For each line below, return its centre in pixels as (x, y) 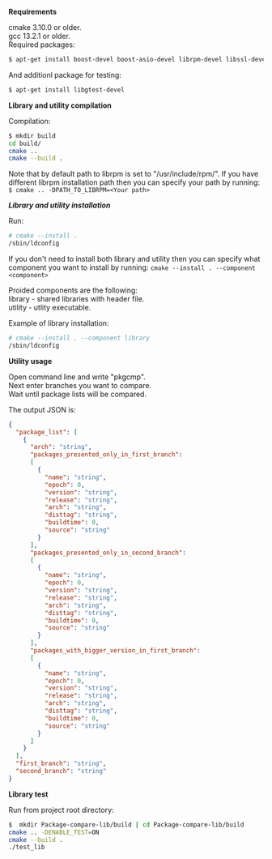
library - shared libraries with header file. (76, 299)
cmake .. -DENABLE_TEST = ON (54, 832)
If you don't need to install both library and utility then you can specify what (134, 259)
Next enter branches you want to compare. (80, 385)
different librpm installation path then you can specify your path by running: (134, 182)
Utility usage (30, 361)
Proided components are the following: (73, 290)
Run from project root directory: (62, 810)
